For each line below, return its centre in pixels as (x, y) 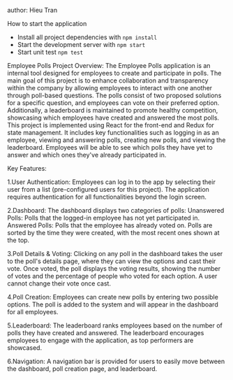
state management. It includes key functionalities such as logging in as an (113, 133)
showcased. (25, 348)
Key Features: (27, 168)
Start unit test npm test (50, 52)
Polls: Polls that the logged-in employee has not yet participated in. (104, 218)
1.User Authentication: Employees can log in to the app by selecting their (112, 182)
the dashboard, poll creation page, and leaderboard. (82, 369)
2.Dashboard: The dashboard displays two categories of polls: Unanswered (116, 210)
